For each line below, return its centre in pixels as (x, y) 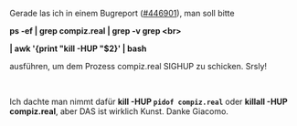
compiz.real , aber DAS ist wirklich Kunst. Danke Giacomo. (119, 111)
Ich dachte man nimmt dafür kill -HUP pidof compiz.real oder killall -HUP (148, 101)
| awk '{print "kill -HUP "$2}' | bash (78, 48)
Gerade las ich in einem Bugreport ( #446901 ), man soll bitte (122, 13)
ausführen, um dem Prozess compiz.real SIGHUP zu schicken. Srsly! (138, 66)
